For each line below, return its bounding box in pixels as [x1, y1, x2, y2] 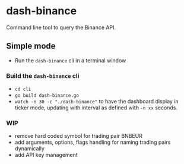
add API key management [14, 152, 78, 159]
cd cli [14, 86, 31, 93]
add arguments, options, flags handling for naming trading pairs [14, 138, 171, 146]
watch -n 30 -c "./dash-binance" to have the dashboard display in [14, 98, 179, 105]
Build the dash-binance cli [6, 71, 80, 80]
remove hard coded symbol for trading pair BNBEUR [14, 133, 142, 140]
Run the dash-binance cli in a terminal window [14, 56, 126, 64]
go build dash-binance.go [14, 93, 79, 99]
